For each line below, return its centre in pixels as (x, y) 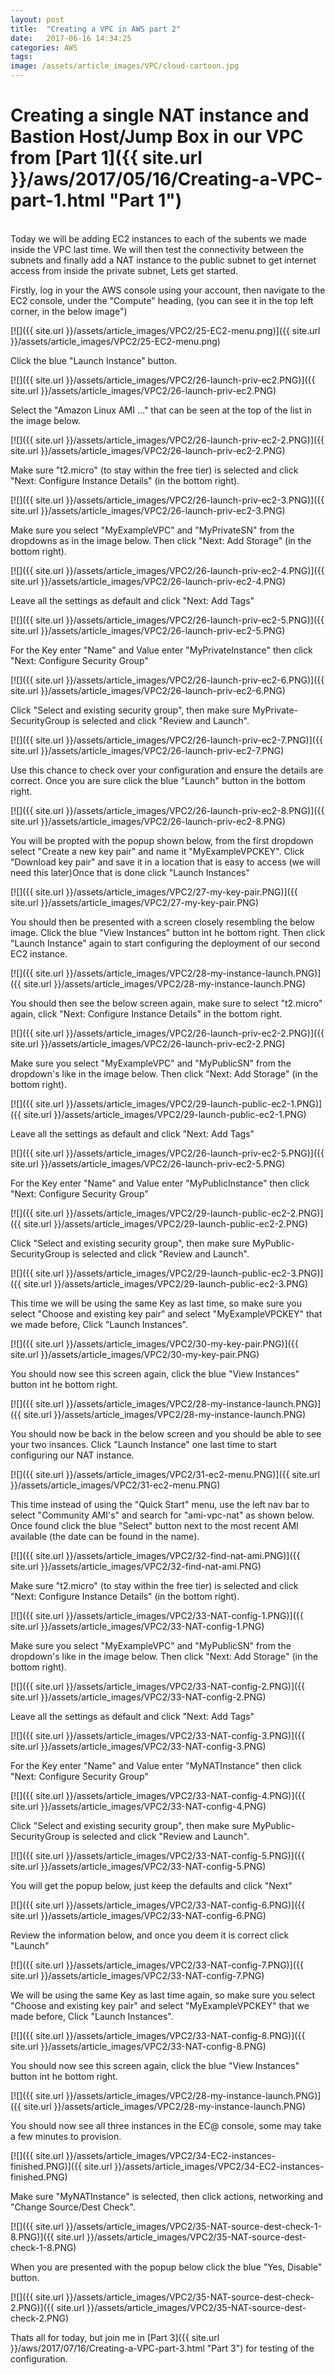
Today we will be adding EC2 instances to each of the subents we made (158, 238)
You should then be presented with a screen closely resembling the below (162, 922)
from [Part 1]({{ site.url (106, 158)
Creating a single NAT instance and (160, 115)
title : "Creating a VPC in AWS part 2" (96, 29)
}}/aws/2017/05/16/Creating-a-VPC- (166, 179)
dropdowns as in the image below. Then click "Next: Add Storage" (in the (161, 540)
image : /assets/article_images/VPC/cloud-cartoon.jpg (125, 66)
